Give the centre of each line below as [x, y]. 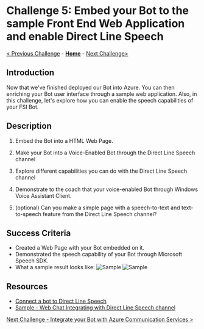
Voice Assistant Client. [43, 195]
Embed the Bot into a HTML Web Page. [64, 140]
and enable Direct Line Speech [85, 37]
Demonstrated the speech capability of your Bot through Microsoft [99, 255]
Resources [27, 287]
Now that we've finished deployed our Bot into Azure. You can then [90, 87]
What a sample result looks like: [55, 267]
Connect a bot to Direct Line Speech [61, 301]
